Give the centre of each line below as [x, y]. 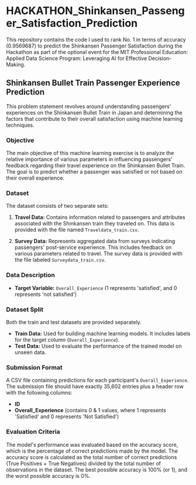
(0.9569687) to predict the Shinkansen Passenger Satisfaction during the [94, 46]
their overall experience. [35, 178]
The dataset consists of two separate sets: [58, 206]
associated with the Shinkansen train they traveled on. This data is [94, 224]
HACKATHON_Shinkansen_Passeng [96, 11]
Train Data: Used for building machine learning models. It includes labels [102, 334]
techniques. [20, 125]
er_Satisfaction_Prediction [72, 23]
